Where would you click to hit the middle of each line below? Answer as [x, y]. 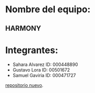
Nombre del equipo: [48, 9]
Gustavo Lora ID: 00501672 [41, 69]
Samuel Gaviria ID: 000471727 [44, 75]
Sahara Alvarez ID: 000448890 [45, 64]
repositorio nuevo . [24, 85]
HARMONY [23, 28]
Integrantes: [32, 50]
